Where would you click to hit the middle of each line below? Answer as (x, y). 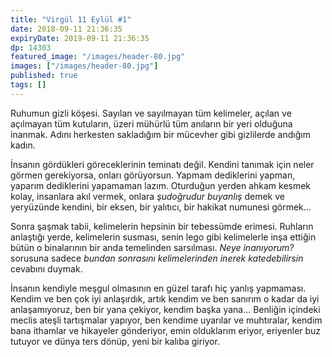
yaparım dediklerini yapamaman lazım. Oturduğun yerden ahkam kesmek (161, 185)
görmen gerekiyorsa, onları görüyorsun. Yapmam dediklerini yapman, (153, 175)
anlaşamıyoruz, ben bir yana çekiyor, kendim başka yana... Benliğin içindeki (165, 309)
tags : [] (28, 85)
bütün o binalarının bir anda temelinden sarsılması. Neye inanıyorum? (152, 247)
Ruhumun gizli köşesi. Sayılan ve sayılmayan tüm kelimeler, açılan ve (151, 113)
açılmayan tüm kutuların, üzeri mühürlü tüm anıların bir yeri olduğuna (151, 123)
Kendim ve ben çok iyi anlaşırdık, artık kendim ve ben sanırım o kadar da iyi (165, 298)
